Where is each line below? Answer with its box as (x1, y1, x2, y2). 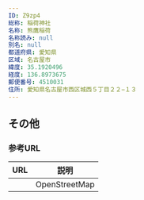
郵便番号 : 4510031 (8, 78, 65, 86)
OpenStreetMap (35, 179, 95, 190)
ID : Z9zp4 (8, 11, 41, 20)
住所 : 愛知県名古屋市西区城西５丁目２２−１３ (8, 85, 137, 94)
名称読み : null (8, 33, 54, 42)
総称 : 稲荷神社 (8, 19, 51, 27)
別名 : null (8, 41, 42, 49)
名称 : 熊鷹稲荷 (8, 26, 51, 34)
